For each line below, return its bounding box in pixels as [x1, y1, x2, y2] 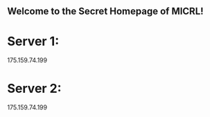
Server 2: [7, 80, 62, 96]
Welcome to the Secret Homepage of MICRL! [7, 6, 204, 17]
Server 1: [7, 33, 60, 49]
